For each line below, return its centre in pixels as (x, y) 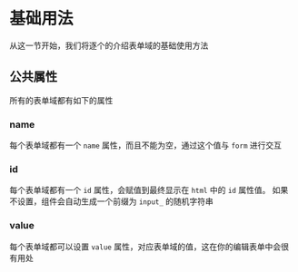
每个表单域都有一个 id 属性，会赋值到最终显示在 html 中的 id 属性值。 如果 (149, 190)
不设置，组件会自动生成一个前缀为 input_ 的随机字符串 (111, 201)
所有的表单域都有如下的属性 (61, 100)
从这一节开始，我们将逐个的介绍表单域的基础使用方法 (109, 45)
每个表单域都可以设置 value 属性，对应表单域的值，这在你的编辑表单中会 (145, 247)
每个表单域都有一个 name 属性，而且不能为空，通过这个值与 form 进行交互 (146, 145)
